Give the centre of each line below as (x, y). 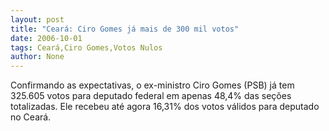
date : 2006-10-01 (46, 38)
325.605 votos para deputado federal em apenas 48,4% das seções (151, 96)
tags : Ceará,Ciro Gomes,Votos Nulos (86, 47)
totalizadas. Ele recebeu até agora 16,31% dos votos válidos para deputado (165, 107)
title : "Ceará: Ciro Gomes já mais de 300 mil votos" (125, 29)
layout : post (37, 19)
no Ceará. (31, 117)
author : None (37, 57)
